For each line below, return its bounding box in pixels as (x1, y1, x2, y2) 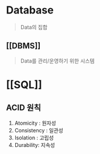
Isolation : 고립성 (14, 134, 54, 141)
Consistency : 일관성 (14, 126, 63, 134)
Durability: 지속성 (14, 141, 56, 148)
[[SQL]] (6, 78, 43, 91)
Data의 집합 (20, 23, 48, 30)
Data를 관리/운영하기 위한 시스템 (20, 57, 95, 64)
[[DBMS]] (6, 41, 41, 51)
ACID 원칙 (6, 103, 42, 113)
